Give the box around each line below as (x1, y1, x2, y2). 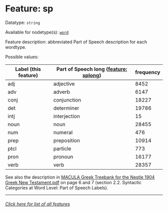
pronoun (53, 153, 73, 160)
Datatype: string (5, 19, 40, 25)
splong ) (82, 72, 101, 79)
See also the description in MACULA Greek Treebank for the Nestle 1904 (5, 174, 155, 180)
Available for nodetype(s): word (5, 29, 69, 35)
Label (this (15, 65, 41, 72)
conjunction (53, 96, 81, 103)
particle (53, 145, 71, 152)
